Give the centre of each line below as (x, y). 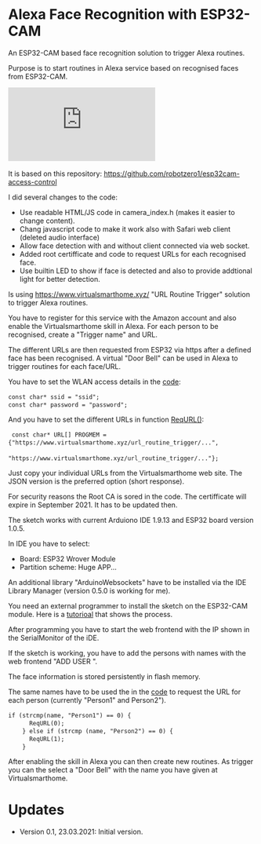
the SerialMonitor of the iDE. (54, 638)
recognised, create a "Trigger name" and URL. (83, 334)
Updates (36, 810)
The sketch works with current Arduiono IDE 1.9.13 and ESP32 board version (131, 520)
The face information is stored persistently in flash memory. (105, 676)
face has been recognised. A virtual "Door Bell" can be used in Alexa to (123, 358)
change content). (47, 221)
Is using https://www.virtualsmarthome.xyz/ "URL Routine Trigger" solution (129, 294)
